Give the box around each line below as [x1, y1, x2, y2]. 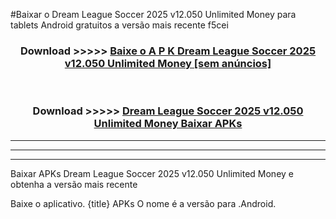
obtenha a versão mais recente [10, 178, 138, 190]
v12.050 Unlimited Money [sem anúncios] [64, 56, 272, 70]
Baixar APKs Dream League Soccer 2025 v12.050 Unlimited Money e [10, 167, 294, 179]
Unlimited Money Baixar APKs [93, 117, 243, 131]
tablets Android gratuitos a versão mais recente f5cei [10, 19, 229, 31]
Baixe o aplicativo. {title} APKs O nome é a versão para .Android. [10, 197, 277, 209]
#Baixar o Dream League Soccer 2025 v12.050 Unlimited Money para [10, 9, 297, 20]
